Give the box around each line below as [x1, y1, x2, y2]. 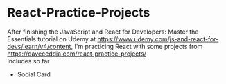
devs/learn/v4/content [7, 42, 71, 50]
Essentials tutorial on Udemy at [7, 34, 96, 43]
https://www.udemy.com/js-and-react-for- [96, 34, 219, 43]
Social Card [17, 70, 51, 78]
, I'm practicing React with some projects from [71, 42, 203, 50]
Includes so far [7, 56, 50, 65]
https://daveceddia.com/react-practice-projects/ [7, 50, 147, 58]
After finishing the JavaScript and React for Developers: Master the [7, 28, 199, 36]
